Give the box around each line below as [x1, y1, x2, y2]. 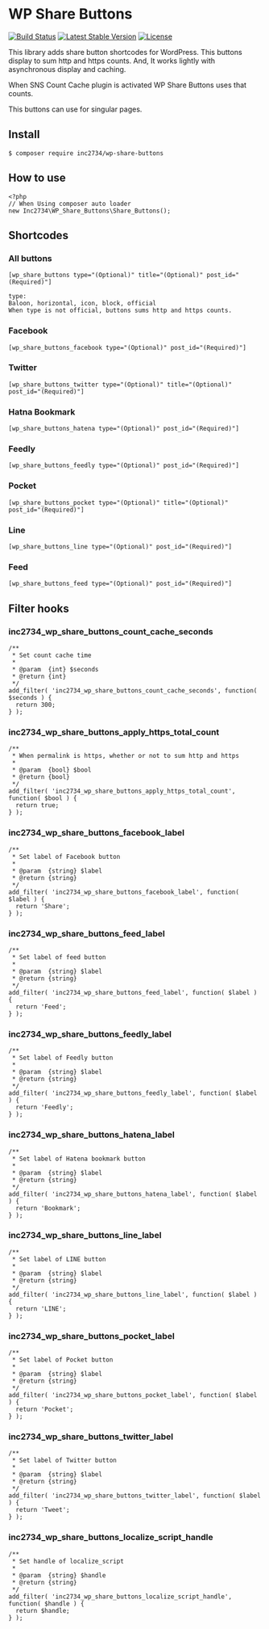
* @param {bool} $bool [11, 766, 92, 774]
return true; [15, 802, 60, 810]
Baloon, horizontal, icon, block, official [8, 300, 157, 308]
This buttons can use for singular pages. [8, 104, 143, 114]
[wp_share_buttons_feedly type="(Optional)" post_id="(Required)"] [8, 461, 240, 469]
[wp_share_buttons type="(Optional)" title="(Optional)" [8, 271, 204, 280]
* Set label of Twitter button [11, 1456, 117, 1465]
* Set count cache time [11, 651, 92, 659]
